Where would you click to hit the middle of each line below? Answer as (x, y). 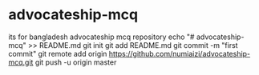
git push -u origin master (76, 62)
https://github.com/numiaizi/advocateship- (180, 53)
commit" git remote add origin (58, 53)
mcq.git (21, 62)
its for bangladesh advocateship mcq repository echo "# (101, 37)
